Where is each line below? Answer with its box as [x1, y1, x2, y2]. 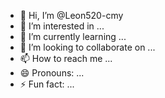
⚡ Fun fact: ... [19, 78, 75, 90]
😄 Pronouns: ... [19, 67, 85, 79]
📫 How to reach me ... [19, 53, 113, 64]
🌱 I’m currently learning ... [19, 31, 127, 42]
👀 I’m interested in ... [19, 20, 105, 32]
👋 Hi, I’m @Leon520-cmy [19, 10, 124, 21]
